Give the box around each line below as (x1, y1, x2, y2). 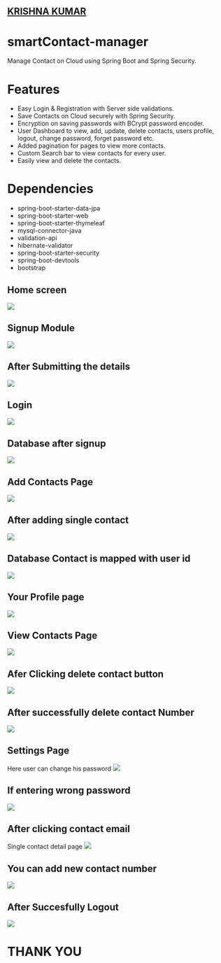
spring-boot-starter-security (17, 248, 100, 258)
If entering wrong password (7, 785, 131, 796)
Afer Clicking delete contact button (7, 668, 164, 680)
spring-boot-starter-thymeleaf (17, 219, 105, 227)
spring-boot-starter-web (17, 211, 89, 220)
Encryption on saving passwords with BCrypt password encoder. (17, 119, 205, 128)
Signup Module (7, 322, 76, 335)
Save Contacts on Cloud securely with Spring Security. (17, 112, 176, 120)
